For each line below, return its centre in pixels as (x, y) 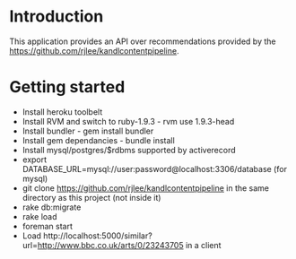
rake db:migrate (52, 207)
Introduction (57, 17)
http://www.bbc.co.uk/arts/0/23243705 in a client (129, 245)
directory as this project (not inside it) (91, 197)
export (35, 160)
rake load (39, 216)
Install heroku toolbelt (62, 112)
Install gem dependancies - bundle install (98, 140)
